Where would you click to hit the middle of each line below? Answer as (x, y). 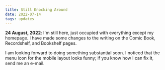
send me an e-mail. (25, 63)
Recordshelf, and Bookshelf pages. (41, 43)
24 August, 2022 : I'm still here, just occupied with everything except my (80, 33)
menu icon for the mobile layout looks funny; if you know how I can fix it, (80, 58)
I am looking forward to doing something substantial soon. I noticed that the (82, 53)
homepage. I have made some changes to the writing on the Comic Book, (80, 38)
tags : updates (20, 19)
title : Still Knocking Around (37, 10)
